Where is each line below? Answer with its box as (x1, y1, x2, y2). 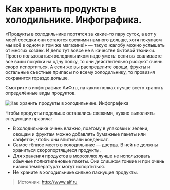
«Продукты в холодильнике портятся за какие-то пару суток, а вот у (5, 31, 157, 37)
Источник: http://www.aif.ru (17, 179, 78, 185)
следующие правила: (5, 115, 52, 121)
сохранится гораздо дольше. (5, 74, 69, 81)
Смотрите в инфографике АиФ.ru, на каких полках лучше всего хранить (5, 84, 164, 90)
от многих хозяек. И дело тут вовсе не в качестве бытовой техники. (5, 47, 156, 53)
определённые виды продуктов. (5, 90, 76, 96)
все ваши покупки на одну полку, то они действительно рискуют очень (5, 58, 163, 64)
